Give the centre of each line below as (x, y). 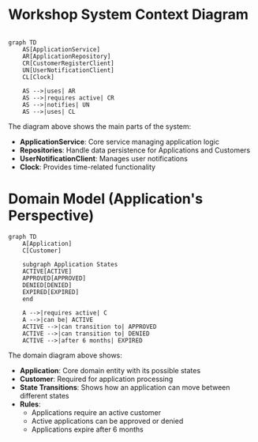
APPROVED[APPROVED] (54, 278)
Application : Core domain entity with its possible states (110, 370)
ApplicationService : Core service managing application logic (119, 142)
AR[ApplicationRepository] (67, 56)
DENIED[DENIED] (47, 285)
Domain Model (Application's (106, 199)
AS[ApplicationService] (62, 49)
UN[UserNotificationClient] (68, 70)
